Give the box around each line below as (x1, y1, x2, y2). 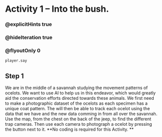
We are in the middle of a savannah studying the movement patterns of (5, 85, 148, 91)
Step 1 (5, 72, 24, 80)
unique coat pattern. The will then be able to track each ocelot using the (5, 106, 150, 112)
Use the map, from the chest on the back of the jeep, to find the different (5, 116, 151, 122)
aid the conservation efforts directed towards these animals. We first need (5, 95, 155, 101)
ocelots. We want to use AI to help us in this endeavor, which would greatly (5, 90, 156, 96)
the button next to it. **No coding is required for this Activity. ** (5, 126, 134, 133)
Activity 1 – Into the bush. (5, 3, 109, 15)
